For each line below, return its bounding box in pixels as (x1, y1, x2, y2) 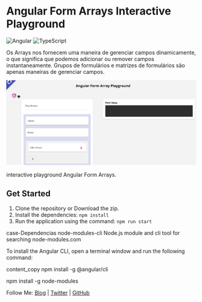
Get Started (6, 189, 51, 199)
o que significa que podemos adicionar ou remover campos (6, 55, 155, 62)
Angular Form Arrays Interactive (6, 4, 171, 18)
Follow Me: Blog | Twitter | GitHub (6, 289, 90, 296)
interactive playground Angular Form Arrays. (6, 171, 116, 178)
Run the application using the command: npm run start (14, 217, 153, 225)
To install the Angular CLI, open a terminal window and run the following (6, 247, 185, 255)
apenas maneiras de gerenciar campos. (6, 68, 105, 75)
